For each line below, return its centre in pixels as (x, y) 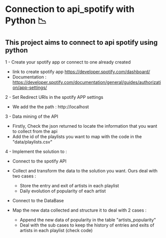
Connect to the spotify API (40, 161)
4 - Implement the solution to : (36, 152)
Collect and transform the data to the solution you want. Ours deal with (85, 171)
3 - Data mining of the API (32, 116)
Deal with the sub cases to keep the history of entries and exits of (87, 225)
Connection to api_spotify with (70, 9)
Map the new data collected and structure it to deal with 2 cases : (79, 210)
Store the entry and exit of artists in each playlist (69, 186)
